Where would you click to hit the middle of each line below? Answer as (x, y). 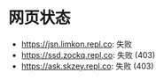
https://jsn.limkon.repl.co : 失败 (77, 44)
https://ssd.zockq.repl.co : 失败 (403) (88, 55)
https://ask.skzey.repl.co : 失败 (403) (87, 66)
